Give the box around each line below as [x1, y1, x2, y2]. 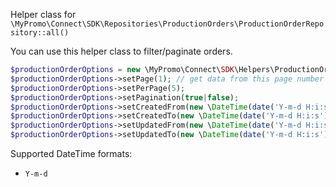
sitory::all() [10, 28, 70, 38]
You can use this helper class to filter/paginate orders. [10, 45, 233, 57]
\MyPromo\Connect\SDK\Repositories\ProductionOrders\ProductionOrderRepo [10, 19, 325, 29]
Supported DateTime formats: [10, 148, 133, 159]
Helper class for [10, 9, 77, 20]
